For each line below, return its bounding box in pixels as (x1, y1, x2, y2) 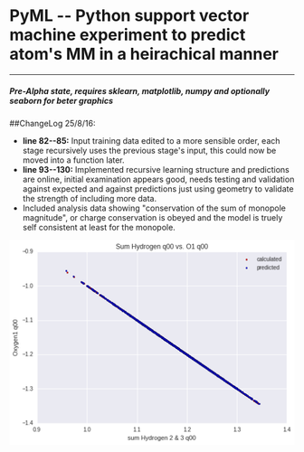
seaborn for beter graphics (9, 95, 114, 106)
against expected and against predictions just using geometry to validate (22, 183, 294, 194)
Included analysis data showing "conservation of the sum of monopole (22, 202, 287, 213)
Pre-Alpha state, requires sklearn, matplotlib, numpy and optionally (9, 85, 270, 96)
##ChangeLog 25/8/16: (9, 118, 96, 128)
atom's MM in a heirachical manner (9, 44, 279, 64)
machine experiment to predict (9, 24, 246, 45)
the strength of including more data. (22, 193, 157, 203)
